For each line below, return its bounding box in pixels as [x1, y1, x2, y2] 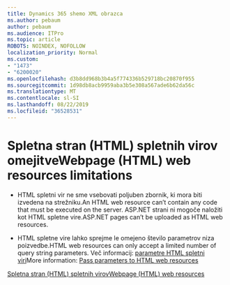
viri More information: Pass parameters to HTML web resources [17, 256, 199, 264]
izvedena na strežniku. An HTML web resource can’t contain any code [17, 198, 217, 206]
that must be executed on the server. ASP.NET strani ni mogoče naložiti [17, 205, 223, 214]
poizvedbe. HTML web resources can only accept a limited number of [17, 241, 217, 249]
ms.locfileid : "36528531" [7, 108, 82, 115]
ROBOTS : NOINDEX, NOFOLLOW [7, 43, 86, 50]
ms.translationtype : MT [7, 88, 77, 95]
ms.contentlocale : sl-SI [7, 95, 79, 102]
